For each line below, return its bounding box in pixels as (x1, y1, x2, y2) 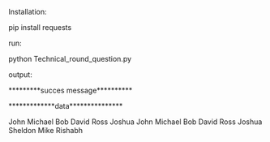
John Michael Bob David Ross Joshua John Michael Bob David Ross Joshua (8, 117, 263, 127)
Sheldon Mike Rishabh (8, 126, 84, 135)
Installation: (8, 7, 47, 16)
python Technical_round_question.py (8, 54, 132, 63)
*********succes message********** (8, 85, 133, 95)
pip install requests (8, 23, 72, 32)
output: (8, 70, 32, 80)
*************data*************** (8, 101, 123, 110)
